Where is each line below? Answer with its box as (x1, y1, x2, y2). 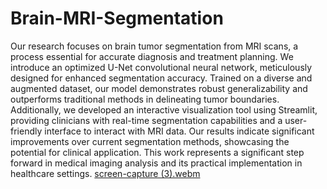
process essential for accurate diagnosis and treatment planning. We (10, 50, 294, 62)
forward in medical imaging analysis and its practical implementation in (10, 157, 303, 169)
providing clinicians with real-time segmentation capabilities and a (10, 114, 283, 126)
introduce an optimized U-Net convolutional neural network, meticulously (10, 61, 313, 73)
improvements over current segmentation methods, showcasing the (10, 135, 290, 147)
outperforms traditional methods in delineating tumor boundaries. (10, 93, 280, 105)
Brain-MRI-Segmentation (10, 7, 224, 30)
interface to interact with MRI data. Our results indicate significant (44, 125, 315, 137)
